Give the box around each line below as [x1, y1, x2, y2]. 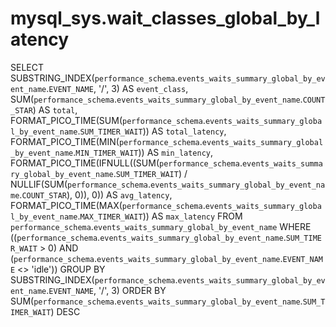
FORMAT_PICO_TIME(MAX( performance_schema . [10, 199, 206, 211]
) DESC [50, 305, 81, 317]
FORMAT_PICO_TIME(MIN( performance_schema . [10, 135, 203, 147]
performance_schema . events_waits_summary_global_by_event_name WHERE [10, 220, 312, 232]
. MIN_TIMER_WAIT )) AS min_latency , [73, 146, 214, 158]
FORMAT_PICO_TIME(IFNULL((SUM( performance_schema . [10, 157, 243, 169]
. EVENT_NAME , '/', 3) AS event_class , [46, 82, 189, 94]
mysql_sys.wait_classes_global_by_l [10, 7, 321, 30]
